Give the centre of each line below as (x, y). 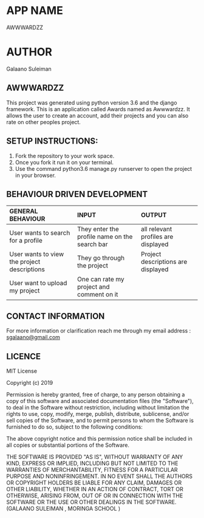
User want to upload (38, 283)
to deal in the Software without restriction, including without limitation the (98, 407)
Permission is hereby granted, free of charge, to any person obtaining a (96, 394)
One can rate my (100, 279)
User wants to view (37, 254)
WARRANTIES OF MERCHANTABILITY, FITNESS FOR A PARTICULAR (92, 469)
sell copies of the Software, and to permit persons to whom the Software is (100, 420)
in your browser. (36, 175)
